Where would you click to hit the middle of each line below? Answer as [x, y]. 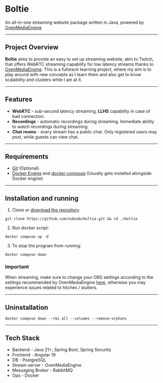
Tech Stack [22, 338]
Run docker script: [31, 228]
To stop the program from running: [47, 246]
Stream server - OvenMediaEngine [47, 365]
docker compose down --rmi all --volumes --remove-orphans [66, 319]
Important [17, 267]
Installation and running [42, 198]
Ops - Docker [26, 375]
